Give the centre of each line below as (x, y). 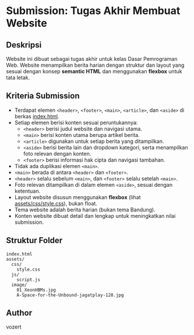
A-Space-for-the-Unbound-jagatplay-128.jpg (70, 295)
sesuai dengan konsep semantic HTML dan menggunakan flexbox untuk (94, 71)
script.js (29, 279)
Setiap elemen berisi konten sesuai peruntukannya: (76, 122)
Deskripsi (24, 45)
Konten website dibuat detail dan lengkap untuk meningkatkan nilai (95, 216)
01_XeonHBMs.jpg (37, 290)
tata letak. (18, 78)
